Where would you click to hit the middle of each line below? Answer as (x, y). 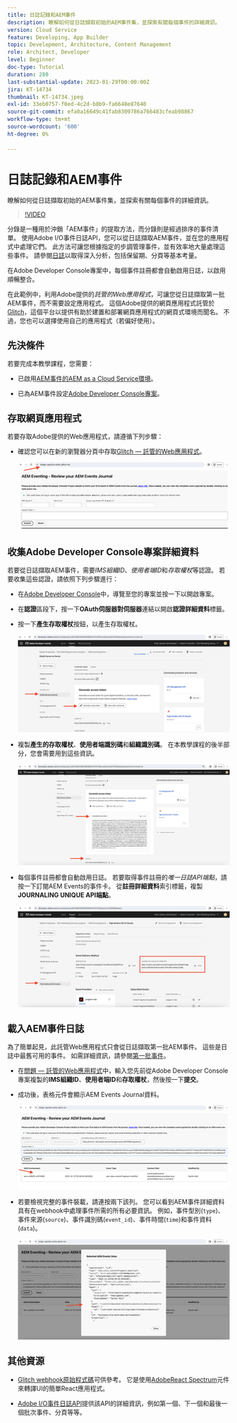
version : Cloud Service (42, 30)
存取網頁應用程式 (44, 418)
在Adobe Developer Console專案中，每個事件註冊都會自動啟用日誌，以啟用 (117, 270)
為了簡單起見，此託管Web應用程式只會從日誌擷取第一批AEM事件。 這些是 (114, 1047)
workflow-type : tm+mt (39, 119)
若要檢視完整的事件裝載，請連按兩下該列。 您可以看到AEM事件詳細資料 (121, 1201)
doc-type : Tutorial (36, 67)
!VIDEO (35, 215)
